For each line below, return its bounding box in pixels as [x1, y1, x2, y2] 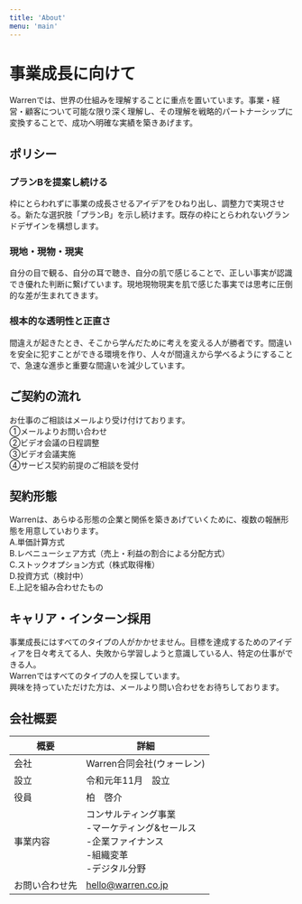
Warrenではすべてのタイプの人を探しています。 [9, 670, 185, 682]
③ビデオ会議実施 [9, 448, 77, 459]
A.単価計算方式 [9, 536, 65, 547]
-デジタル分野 [86, 862, 147, 874]
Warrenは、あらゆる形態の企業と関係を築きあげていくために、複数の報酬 [9, 514, 281, 525]
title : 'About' [9, 13, 67, 23]
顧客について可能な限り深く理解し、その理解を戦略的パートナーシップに [24, 106, 294, 117]
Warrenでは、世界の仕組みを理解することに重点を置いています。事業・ [9, 95, 273, 106]
